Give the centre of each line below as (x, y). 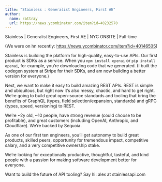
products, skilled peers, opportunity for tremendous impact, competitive (77, 140)
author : (13, 14)
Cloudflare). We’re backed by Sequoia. (44, 126)
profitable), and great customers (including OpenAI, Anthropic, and (72, 121)
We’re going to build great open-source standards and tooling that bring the (81, 96)
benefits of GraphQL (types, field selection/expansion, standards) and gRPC (81, 101)
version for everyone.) (27, 76)
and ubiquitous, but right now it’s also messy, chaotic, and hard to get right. (80, 91)
